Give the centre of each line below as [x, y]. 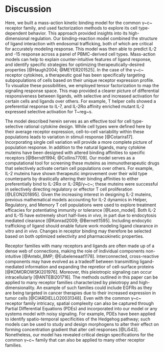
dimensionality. [20, 288]
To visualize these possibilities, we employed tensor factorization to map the [82, 85]
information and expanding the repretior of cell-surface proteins [90, 266]
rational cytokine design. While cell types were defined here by [88, 126]
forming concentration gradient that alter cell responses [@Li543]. [72, 329]
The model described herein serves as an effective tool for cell [68, 121]
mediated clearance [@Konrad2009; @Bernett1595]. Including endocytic [78, 221]
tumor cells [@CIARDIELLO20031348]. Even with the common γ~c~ [73, 298]
